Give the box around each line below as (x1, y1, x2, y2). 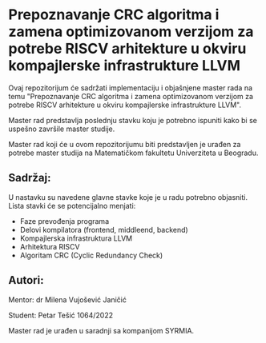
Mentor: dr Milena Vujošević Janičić (8, 294, 127, 305)
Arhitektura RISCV (19, 241, 80, 251)
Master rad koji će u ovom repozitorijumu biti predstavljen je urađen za (8, 139, 241, 149)
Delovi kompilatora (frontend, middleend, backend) (19, 225, 188, 234)
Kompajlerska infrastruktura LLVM (19, 233, 133, 243)
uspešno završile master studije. (8, 124, 115, 134)
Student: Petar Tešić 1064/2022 (8, 310, 114, 320)
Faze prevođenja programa (19, 216, 110, 225)
